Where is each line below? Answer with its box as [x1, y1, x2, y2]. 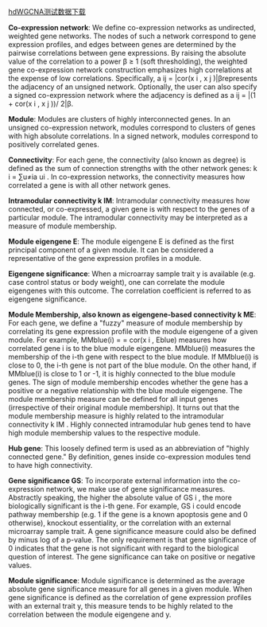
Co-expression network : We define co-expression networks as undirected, [8, 23, 257, 32]
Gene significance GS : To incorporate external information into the [8, 476, 228, 485]
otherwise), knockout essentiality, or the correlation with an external [8, 518, 231, 528]
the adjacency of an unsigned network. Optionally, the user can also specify [8, 82, 257, 92]
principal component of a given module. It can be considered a [8, 245, 215, 255]
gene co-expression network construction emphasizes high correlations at [8, 65, 253, 74]
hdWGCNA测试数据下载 [8, 7, 86, 16]
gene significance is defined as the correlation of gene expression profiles [8, 593, 252, 602]
